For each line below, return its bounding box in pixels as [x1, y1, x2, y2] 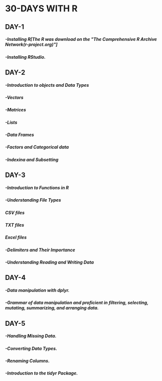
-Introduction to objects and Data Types [5, 82, 90, 88]
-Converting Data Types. [5, 346, 58, 351]
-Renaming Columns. [5, 358, 50, 364]
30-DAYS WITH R [5, 3, 78, 14]
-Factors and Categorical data [5, 144, 69, 150]
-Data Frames [5, 132, 34, 138]
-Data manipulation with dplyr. [5, 287, 70, 293]
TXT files [5, 222, 25, 228]
